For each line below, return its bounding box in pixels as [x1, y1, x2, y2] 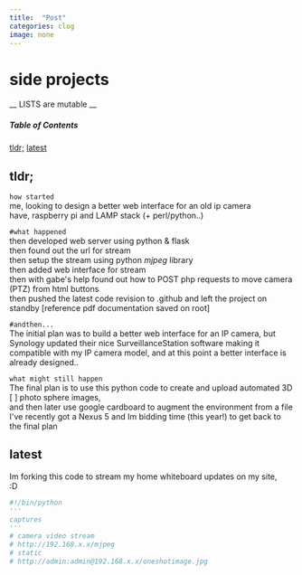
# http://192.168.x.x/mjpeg [9, 540, 116, 550]
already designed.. [9, 357, 80, 368]
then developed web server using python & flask [9, 236, 190, 247]
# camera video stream [9, 532, 95, 541]
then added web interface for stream [9, 264, 146, 276]
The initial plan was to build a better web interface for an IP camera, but [9, 328, 276, 339]
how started [9, 193, 54, 202]
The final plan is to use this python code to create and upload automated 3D [9, 382, 293, 393]
